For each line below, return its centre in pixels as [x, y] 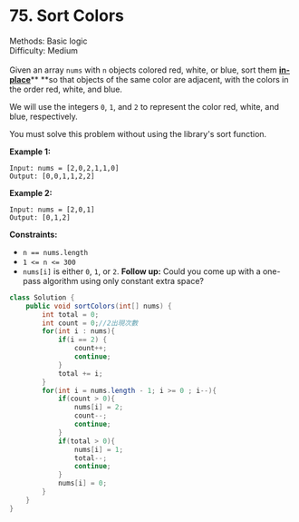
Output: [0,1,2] [40, 217]
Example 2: [31, 192]
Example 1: [30, 152]
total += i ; [80, 373]
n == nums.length [55, 252]
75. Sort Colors [67, 16]
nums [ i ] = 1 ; [99, 449]
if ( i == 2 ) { [82, 340]
